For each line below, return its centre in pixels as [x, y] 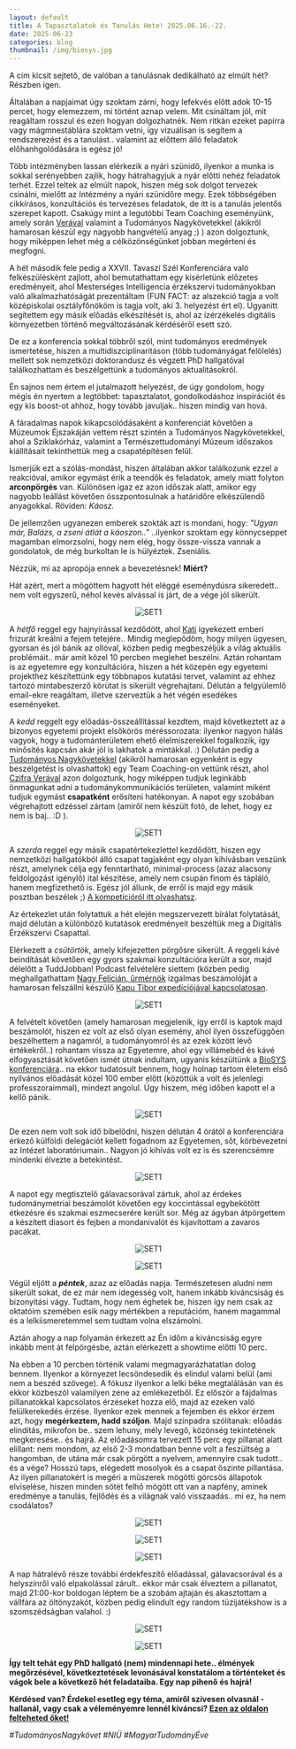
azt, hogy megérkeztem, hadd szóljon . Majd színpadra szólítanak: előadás [146, 1421]
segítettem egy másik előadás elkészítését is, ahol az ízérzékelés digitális [142, 315]
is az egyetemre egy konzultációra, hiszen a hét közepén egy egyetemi [138, 667]
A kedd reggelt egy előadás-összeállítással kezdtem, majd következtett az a [147, 721]
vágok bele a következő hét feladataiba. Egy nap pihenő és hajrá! [131, 1682]
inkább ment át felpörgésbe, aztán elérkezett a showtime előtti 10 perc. [138, 1347]
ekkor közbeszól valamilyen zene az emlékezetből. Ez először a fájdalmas [143, 1393]
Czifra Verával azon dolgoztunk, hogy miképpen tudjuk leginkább [128, 778]
